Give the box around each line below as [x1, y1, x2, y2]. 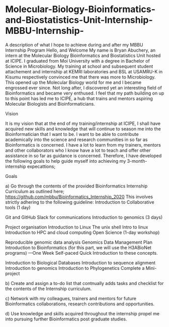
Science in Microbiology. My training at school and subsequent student [5, 63, 153, 69]
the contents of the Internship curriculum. [5, 286, 92, 292]
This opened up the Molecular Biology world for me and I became [5, 79, 142, 85]
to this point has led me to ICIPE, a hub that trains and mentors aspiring [5, 95, 153, 102]
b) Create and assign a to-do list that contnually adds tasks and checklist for [5, 280, 164, 286]
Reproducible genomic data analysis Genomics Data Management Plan [5, 239, 153, 245]
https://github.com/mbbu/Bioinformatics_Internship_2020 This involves [5, 194, 153, 200]
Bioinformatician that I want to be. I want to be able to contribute [5, 131, 139, 137]
